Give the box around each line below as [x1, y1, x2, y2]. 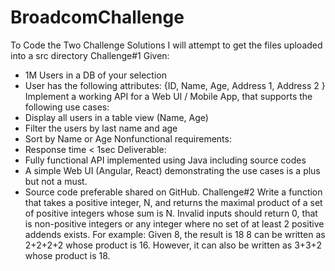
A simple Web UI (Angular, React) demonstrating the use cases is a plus [24, 164, 321, 176]
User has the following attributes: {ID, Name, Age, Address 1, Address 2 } [24, 79, 326, 91]
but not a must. [24, 175, 88, 187]
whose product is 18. [24, 249, 111, 261]
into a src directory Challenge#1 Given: [10, 49, 170, 61]
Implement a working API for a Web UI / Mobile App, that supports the [24, 90, 313, 102]
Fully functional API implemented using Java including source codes [24, 154, 307, 166]
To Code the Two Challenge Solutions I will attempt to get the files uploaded [10, 39, 323, 51]
